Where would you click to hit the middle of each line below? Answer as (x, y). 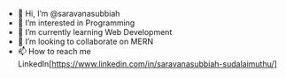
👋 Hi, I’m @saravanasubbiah (69, 14)
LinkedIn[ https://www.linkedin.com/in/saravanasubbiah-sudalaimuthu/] (147, 64)
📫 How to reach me (54, 51)
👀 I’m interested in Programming (76, 23)
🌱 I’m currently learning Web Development (95, 32)
